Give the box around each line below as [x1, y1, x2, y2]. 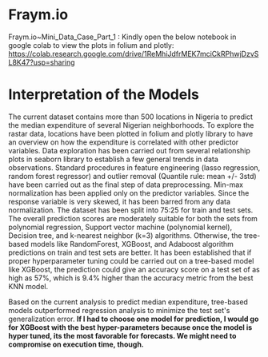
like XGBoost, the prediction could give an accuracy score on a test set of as [8, 264, 260, 274]
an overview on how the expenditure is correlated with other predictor [8, 137, 239, 147]
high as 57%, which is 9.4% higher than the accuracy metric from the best [8, 273, 254, 283]
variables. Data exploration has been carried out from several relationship [8, 145, 250, 155]
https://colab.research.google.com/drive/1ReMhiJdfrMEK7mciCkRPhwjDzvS [8, 49, 259, 58]
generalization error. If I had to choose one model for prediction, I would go [8, 314, 259, 323]
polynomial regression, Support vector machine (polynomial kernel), [8, 222, 233, 232]
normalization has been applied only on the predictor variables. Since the [8, 188, 250, 197]
